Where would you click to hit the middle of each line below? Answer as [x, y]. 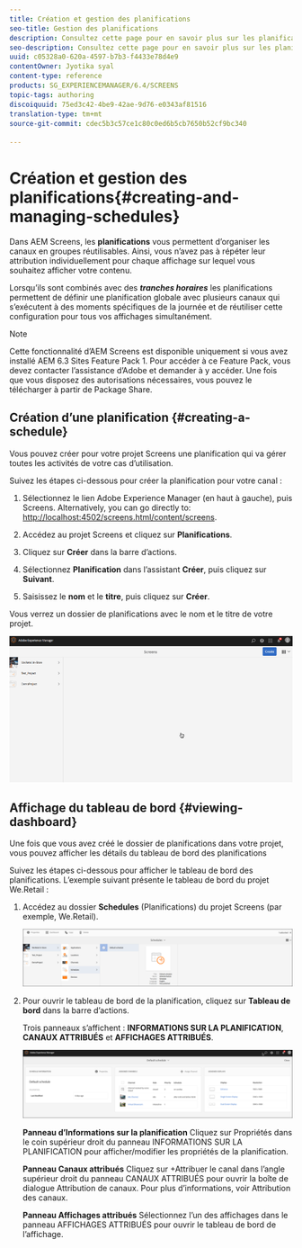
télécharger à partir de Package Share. [81, 390]
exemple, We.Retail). [60, 917]
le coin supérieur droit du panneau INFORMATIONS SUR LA [132, 1142]
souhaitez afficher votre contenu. [71, 271]
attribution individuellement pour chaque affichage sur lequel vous [133, 261]
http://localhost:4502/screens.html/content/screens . [120, 516]
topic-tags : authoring [52, 94]
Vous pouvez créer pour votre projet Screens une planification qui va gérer [148, 453]
